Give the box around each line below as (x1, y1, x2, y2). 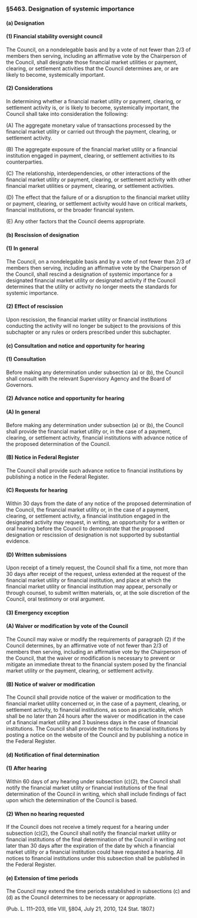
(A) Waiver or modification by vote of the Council (6, 623, 128, 630)
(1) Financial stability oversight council (6, 33, 103, 40)
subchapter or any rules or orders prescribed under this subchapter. (6, 328, 172, 336)
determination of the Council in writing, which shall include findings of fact (6, 790, 186, 797)
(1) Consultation (6, 356, 46, 363)
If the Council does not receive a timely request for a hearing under (6, 823, 169, 831)
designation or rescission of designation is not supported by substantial (6, 531, 179, 538)
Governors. (6, 381, 34, 388)
